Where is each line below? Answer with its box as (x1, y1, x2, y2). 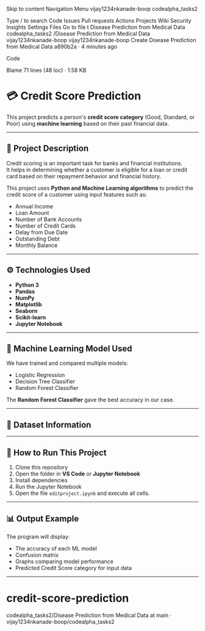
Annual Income (15, 203, 54, 210)
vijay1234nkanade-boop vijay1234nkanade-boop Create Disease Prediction (6, 37, 196, 43)
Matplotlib (15, 300, 42, 308)
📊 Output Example (6, 514, 79, 524)
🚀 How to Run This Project (6, 447, 107, 458)
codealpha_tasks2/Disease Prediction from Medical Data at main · (6, 611, 172, 619)
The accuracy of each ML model (15, 544, 98, 552)
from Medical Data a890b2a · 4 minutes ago (6, 43, 118, 50)
